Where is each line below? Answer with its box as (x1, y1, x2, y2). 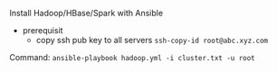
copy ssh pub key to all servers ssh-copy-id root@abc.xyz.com (35, 35, 269, 45)
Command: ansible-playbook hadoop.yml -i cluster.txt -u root (9, 52, 255, 62)
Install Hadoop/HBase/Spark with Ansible (9, 8, 164, 18)
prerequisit (22, 25, 63, 35)
